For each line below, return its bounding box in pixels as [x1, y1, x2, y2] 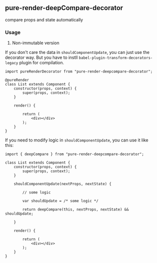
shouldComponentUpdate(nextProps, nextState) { [14, 182, 111, 187]
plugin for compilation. [19, 60, 64, 66]
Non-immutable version [12, 40, 60, 46]
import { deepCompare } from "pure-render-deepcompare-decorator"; [5, 152, 144, 157]
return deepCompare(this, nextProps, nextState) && [22, 207, 129, 212]
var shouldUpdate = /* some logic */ [22, 199, 98, 204]
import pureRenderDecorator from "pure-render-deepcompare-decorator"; [5, 69, 153, 74]
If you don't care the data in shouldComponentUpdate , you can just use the [5, 50, 150, 55]
